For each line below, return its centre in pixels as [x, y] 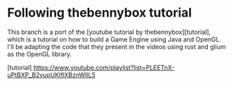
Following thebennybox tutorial [99, 13]
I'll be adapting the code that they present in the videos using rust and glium [117, 46]
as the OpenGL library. [39, 54]
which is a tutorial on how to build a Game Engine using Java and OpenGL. [114, 39]
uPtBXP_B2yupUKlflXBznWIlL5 [51, 75]
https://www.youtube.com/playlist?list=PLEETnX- [104, 67]
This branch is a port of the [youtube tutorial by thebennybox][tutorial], [109, 32]
